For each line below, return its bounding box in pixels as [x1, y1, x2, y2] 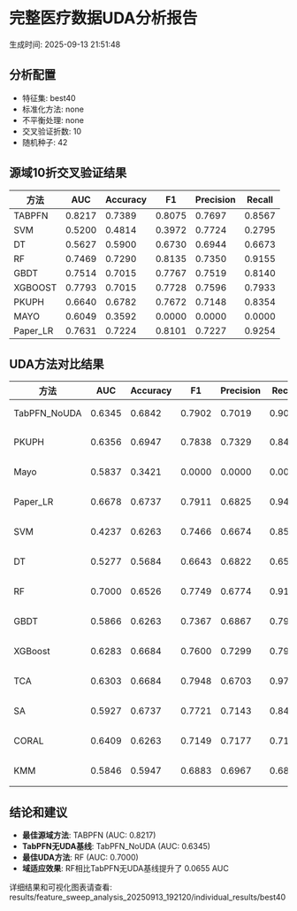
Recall [247, 193, 274, 205]
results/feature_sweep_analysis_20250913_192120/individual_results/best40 [9, 892, 286, 903]
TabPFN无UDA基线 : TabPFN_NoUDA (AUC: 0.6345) [21, 841, 210, 852]
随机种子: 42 [21, 136, 68, 147]
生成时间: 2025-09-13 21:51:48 [9, 39, 121, 50]
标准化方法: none [21, 104, 84, 114]
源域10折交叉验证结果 [9, 166, 127, 181]
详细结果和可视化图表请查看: [9, 882, 113, 892]
